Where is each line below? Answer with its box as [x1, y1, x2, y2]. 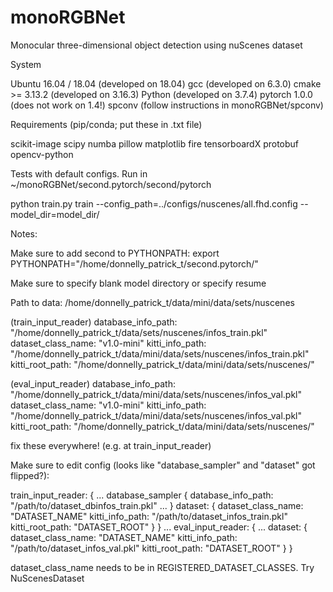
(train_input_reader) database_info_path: [10, 316, 178, 328]
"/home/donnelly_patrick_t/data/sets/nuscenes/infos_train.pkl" [10, 326, 268, 338]
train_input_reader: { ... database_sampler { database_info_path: [10, 489, 274, 501]
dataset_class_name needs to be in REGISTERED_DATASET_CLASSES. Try [10, 561, 315, 573]
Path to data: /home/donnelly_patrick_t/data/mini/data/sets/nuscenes [10, 296, 295, 308]
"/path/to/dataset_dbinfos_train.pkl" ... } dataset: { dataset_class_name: [10, 499, 304, 511]
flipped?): [10, 469, 50, 481]
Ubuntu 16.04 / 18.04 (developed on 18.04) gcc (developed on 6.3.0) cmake [10, 77, 322, 90]
